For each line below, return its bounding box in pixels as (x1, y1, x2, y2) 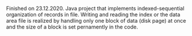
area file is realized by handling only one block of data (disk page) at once (6, 17, 187, 24)
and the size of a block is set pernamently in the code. (6, 23, 138, 30)
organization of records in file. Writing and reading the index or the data (6, 11, 181, 18)
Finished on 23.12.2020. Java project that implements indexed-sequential (6, 5, 185, 12)
